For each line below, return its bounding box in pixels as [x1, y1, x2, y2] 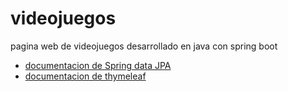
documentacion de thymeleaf [24, 70, 147, 82]
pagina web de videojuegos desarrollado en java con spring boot [10, 40, 278, 52]
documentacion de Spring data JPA [24, 59, 172, 71]
